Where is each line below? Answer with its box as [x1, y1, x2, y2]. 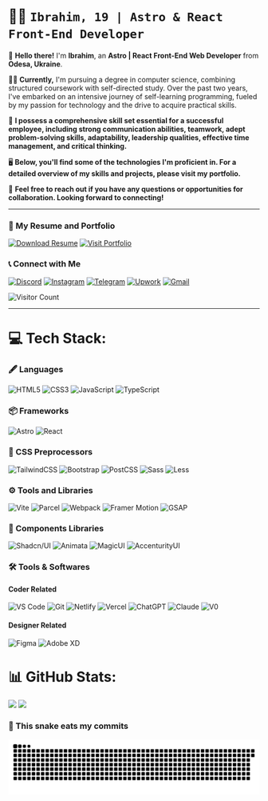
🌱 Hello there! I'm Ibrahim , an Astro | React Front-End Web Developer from [8, 50, 259, 60]
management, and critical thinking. [8, 141, 128, 150]
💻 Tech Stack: [8, 329, 107, 347]
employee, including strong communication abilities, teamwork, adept [8, 124, 246, 134]
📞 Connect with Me [8, 258, 81, 270]
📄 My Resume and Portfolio [8, 220, 116, 231]
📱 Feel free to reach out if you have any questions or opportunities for [8, 184, 243, 194]
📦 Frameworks [8, 405, 69, 416]
